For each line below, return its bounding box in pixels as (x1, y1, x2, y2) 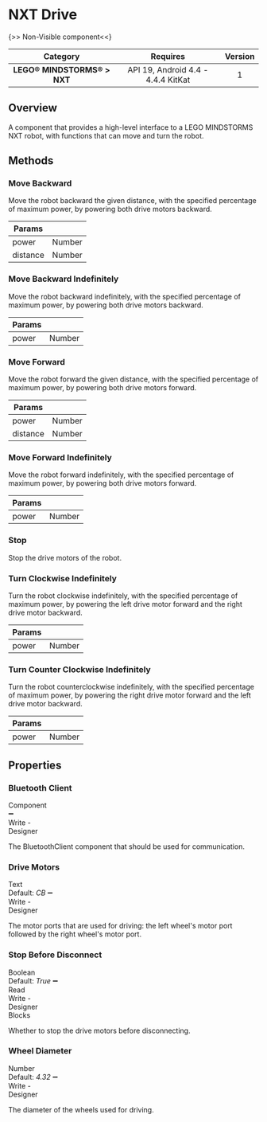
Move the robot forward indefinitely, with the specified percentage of (8, 470, 234, 479)
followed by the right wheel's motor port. (8, 929, 141, 939)
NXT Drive (8, 6, 78, 24)
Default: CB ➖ (8, 888, 53, 897)
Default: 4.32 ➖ (8, 1072, 58, 1081)
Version (224, 50, 255, 61)
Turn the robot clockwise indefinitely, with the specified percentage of (8, 591, 238, 600)
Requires (150, 50, 185, 61)
